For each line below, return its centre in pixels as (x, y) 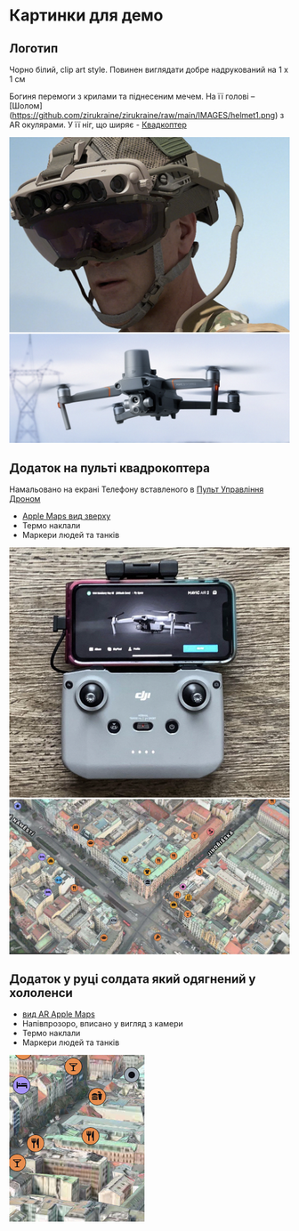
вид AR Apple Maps (58, 1014)
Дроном (25, 499)
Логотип (34, 48)
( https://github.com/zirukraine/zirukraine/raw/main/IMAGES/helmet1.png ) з (147, 115)
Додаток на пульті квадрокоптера (110, 468)
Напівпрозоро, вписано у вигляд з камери (103, 1024)
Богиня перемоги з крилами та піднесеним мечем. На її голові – (132, 96)
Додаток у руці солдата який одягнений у (133, 979)
